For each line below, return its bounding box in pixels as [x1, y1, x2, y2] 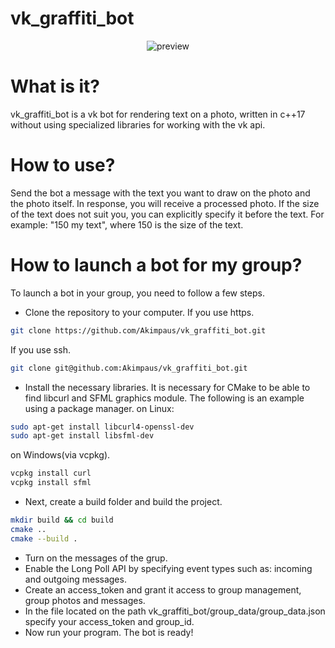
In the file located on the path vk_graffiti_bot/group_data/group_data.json [24, 605, 326, 617]
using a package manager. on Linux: [24, 402, 175, 414]
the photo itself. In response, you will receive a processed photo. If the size [10, 197, 320, 209]
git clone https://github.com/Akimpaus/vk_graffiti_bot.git [10, 325, 267, 336]
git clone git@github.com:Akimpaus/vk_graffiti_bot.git [10, 363, 248, 373]
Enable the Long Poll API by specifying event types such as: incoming [24, 562, 313, 574]
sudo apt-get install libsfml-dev [10, 431, 155, 441]
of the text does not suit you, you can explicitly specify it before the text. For [10, 208, 325, 220]
